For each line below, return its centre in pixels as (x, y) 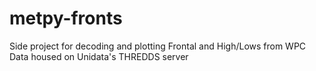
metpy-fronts (66, 18)
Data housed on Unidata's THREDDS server (99, 56)
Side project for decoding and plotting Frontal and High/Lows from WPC (158, 46)
